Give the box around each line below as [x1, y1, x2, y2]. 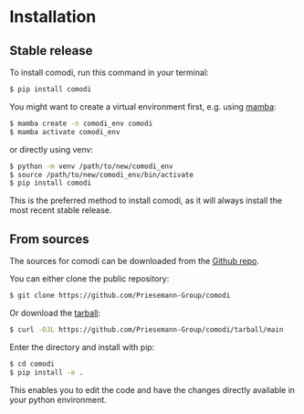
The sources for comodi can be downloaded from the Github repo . [9, 256, 260, 267]
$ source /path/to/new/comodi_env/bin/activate [9, 170, 194, 179]
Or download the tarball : [9, 307, 101, 318]
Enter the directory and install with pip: [9, 341, 155, 353]
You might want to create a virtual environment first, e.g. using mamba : [9, 101, 277, 111]
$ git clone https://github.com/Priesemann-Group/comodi [9, 291, 231, 301]
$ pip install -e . [9, 367, 84, 377]
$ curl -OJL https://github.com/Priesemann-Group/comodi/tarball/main [9, 324, 284, 334]
